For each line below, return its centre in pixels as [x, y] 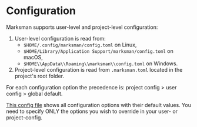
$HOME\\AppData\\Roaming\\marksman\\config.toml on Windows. [101, 63]
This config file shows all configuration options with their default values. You [98, 105]
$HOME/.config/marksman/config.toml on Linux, [80, 45]
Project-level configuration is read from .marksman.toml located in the [98, 69]
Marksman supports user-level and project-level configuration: [82, 27]
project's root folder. [39, 76]
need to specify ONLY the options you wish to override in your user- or [92, 111]
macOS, [33, 57]
